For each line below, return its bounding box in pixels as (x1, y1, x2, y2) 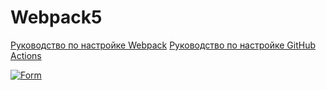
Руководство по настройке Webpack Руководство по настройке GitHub (10, 39, 317, 51)
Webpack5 (10, 6, 103, 29)
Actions (10, 49, 42, 61)
